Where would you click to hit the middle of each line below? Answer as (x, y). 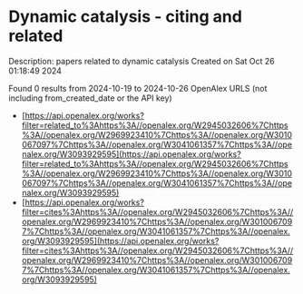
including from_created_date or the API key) (91, 98)
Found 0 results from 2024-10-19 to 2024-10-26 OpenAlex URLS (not (138, 88)
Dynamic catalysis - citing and (125, 17)
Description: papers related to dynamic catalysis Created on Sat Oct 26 (142, 61)
